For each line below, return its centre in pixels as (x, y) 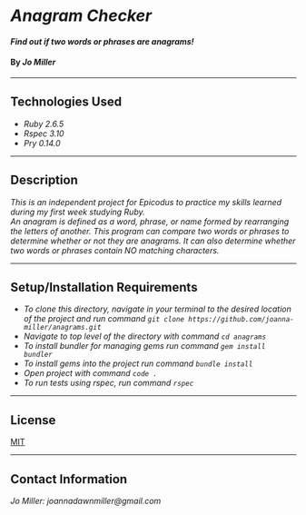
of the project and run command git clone (104, 319)
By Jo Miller (33, 62)
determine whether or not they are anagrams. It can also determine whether (153, 241)
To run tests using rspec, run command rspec (109, 383)
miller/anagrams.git (62, 328)
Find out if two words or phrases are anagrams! (102, 41)
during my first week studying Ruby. (78, 212)
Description (44, 180)
